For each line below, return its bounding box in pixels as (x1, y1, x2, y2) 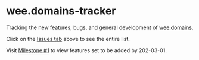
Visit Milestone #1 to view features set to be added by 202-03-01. (6, 46, 167, 54)
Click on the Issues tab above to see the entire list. (6, 35, 130, 42)
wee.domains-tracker (6, 4, 116, 18)
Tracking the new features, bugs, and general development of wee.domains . (6, 24, 194, 31)
